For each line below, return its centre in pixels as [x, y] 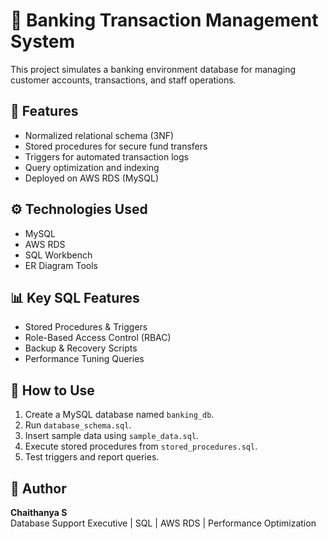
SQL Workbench [58, 255]
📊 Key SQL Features [75, 297]
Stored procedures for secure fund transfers [116, 146]
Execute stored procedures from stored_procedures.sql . [141, 446]
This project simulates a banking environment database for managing [153, 69]
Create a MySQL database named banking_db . [119, 415]
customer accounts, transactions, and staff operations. [123, 80]
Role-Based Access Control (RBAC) [98, 338]
